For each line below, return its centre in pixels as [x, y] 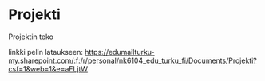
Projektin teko [31, 37]
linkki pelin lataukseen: [46, 52]
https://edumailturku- [120, 52]
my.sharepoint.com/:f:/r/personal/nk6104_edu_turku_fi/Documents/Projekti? [132, 60]
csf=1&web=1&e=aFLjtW [48, 68]
